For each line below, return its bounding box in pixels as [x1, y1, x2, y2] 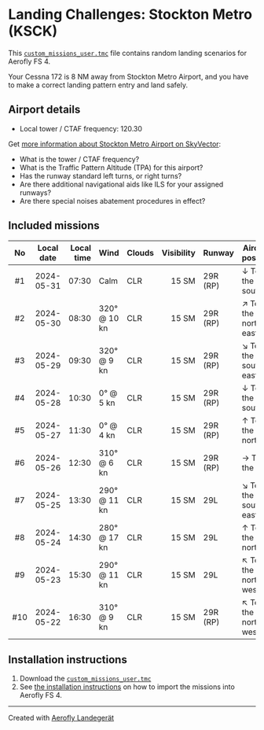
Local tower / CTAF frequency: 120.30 [19, 124, 143, 133]
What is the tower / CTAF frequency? [19, 154, 140, 164]
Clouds [126, 247, 155, 258]
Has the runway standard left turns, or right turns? [19, 171, 182, 180]
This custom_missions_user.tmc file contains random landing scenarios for [8, 48, 247, 57]
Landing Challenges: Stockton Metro [8, 6, 253, 24]
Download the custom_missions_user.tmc [19, 674, 152, 684]
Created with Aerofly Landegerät [8, 713, 115, 723]
